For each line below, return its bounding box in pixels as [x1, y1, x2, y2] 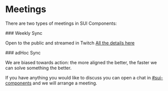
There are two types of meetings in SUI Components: [5, 20, 117, 26]
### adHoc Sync [5, 50, 41, 56]
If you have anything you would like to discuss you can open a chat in [5, 74, 151, 80]
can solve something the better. [5, 65, 72, 71]
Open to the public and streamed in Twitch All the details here [5, 39, 135, 46]
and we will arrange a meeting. [33, 80, 98, 86]
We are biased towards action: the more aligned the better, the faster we [5, 59, 157, 65]
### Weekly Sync [5, 30, 43, 36]
